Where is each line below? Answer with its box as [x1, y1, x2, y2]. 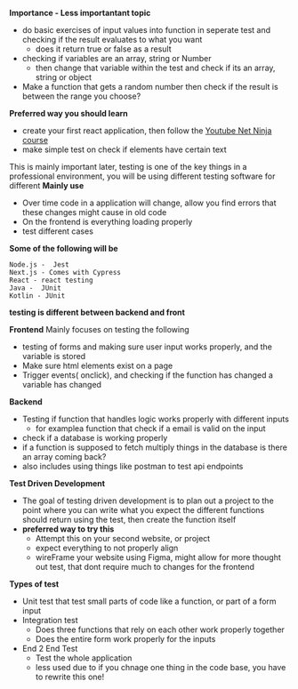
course [21, 135, 49, 145]
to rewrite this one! [35, 671, 105, 682]
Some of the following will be [9, 244, 118, 253]
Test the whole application [35, 653, 133, 663]
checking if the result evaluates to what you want [21, 35, 203, 44]
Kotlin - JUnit [9, 292, 66, 300]
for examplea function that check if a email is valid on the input [35, 423, 266, 434]
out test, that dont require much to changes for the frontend [35, 562, 255, 572]
